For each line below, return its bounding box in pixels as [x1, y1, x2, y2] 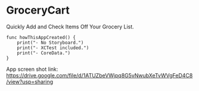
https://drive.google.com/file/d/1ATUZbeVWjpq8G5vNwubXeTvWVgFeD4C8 [6, 71, 193, 79]
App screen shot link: [6, 66, 58, 73]
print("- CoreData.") [17, 50, 70, 56]
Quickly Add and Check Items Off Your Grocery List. [6, 23, 134, 30]
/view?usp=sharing [6, 78, 54, 85]
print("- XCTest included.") [17, 45, 89, 51]
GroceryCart [6, 4, 70, 17]
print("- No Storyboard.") [17, 40, 84, 45]
